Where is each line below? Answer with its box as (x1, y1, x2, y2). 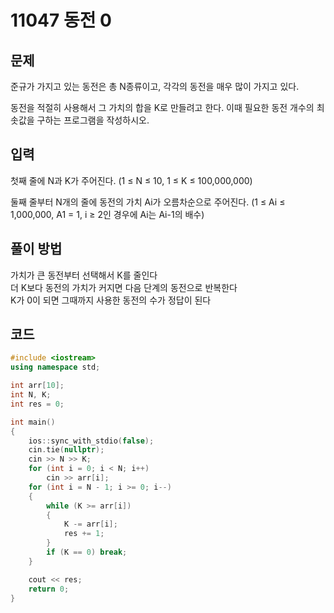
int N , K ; (10, 390, 52, 400)
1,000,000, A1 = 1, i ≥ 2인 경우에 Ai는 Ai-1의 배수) (10, 208, 205, 220)
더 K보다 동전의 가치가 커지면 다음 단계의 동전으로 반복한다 (10, 281, 238, 293)
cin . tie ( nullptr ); (28, 445, 105, 455)
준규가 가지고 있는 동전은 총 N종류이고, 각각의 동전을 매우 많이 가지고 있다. (10, 81, 300, 92)
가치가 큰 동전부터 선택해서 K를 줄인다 (10, 269, 158, 281)
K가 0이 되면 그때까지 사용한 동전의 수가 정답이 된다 (10, 294, 212, 306)
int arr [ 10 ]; (10, 381, 65, 391)
